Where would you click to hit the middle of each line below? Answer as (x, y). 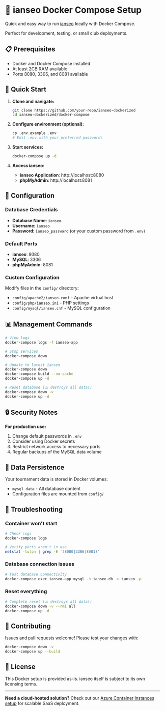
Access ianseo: (28, 165)
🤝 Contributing (28, 626)
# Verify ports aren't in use (36, 547)
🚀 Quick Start (26, 90)
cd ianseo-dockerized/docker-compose (51, 115)
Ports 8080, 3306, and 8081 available (50, 74)
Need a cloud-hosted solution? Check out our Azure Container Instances (80, 698)
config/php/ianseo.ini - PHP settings (51, 303)
